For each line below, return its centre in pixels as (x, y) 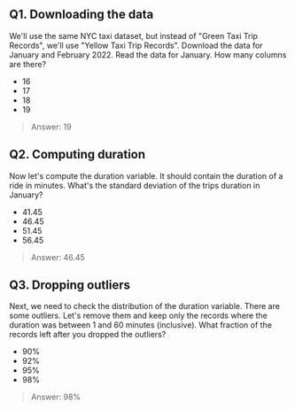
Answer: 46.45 (58, 257)
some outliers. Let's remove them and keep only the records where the (138, 316)
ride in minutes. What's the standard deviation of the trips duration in (135, 185)
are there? (28, 64)
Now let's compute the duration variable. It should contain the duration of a (146, 175)
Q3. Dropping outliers (70, 286)
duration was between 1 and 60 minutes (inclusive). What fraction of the (141, 325)
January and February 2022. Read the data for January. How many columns (148, 54)
